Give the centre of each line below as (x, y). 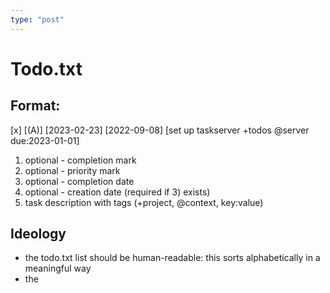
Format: (35, 106)
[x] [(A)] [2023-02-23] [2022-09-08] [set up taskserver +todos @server (160, 130)
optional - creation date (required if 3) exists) (117, 192)
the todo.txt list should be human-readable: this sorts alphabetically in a (172, 258)
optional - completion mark (80, 160)
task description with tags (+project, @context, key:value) (144, 202)
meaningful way (58, 268)
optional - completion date (79, 181)
